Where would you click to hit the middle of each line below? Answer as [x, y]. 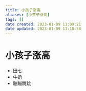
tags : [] [15, 19]
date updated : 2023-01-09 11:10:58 [43, 29]
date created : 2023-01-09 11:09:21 [43, 24]
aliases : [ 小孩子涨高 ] [28, 15]
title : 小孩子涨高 [23, 10]
